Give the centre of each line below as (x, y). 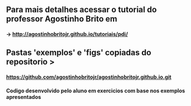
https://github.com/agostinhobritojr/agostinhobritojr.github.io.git (89, 77)
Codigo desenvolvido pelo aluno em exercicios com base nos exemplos (96, 91)
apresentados (24, 97)
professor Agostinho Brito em (62, 19)
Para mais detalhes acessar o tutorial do (82, 10)
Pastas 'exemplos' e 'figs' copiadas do (79, 53)
